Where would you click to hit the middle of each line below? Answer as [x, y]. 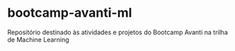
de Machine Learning [38, 39]
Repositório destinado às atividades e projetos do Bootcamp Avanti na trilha [118, 32]
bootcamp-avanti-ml [70, 13]
